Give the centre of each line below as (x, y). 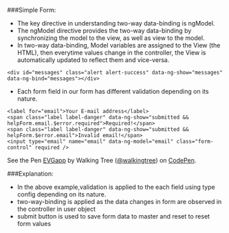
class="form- (195, 141)
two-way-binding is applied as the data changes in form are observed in (119, 202)
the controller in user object (56, 209)
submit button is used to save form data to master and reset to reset (113, 216)
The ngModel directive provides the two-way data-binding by (104, 31)
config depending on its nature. (62, 194)
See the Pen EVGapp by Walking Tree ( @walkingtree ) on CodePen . (102, 160)
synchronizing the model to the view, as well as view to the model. (111, 38)
